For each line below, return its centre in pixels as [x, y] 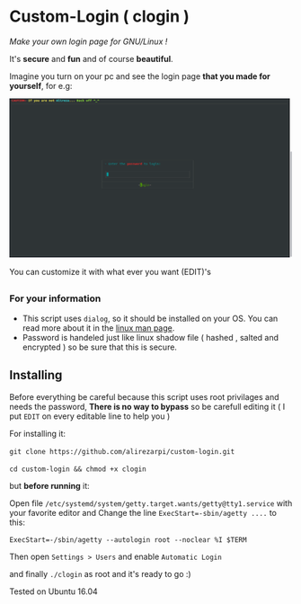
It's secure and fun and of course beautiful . [91, 58]
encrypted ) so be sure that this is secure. [100, 347]
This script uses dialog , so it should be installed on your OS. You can [150, 318]
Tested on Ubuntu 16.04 [54, 591]
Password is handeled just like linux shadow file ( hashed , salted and [150, 337]
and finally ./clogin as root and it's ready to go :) [100, 573]
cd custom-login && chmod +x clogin [78, 469]
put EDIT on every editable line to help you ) [90, 416]
